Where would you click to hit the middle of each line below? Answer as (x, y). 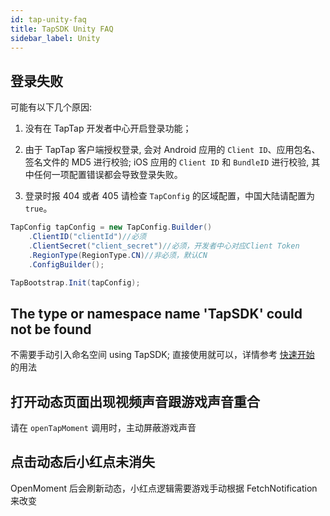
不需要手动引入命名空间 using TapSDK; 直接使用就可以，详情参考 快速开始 (162, 355)
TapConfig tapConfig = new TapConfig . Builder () (111, 227)
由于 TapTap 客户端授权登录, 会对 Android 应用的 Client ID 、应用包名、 (172, 150)
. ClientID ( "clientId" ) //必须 (87, 237)
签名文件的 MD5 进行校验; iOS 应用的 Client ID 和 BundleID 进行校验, (167, 162)
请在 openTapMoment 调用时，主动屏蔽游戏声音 (103, 428)
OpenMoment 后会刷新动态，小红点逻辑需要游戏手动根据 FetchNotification (164, 488)
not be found (51, 329)
